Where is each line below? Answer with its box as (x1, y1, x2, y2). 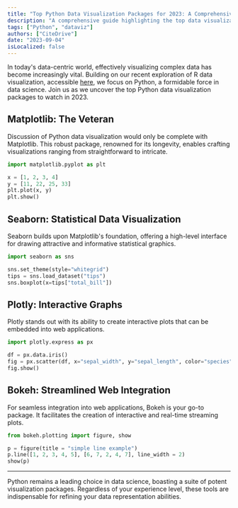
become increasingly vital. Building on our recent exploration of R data (7, 70, 212, 79)
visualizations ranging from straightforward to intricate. (7, 147, 168, 156)
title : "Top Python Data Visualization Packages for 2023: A (7, 10, 192, 18)
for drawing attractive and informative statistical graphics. (7, 239, 176, 248)
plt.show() (7, 193, 40, 201)
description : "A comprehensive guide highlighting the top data (7, 17, 201, 24)
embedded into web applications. (7, 325, 105, 334)
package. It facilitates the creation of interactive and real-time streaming (7, 410, 218, 419)
